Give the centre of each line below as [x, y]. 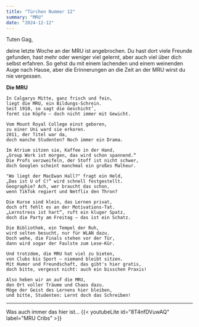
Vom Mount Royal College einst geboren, [57, 124]
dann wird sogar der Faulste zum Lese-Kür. [61, 243]
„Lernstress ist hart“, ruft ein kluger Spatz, [66, 213]
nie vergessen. [24, 76]
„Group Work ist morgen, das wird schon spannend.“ [71, 156]
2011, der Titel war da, [37, 135]
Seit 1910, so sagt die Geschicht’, [51, 109]
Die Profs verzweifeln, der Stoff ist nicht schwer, [73, 161]
